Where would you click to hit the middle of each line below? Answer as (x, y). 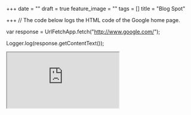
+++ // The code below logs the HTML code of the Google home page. (93, 20)
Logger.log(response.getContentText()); (55, 43)
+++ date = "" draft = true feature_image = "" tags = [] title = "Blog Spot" (96, 9)
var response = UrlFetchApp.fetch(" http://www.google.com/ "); (83, 32)
